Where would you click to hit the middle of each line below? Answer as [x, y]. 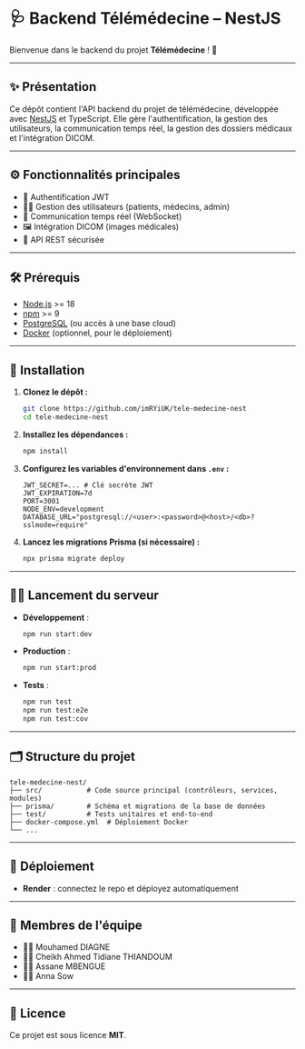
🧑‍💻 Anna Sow [48, 976]
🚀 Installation [47, 370]
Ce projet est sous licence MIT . [68, 1035]
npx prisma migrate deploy [74, 558]
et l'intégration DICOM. [52, 137]
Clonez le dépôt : [55, 392]
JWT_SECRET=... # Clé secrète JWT [88, 485]
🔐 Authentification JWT [66, 196]
